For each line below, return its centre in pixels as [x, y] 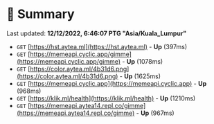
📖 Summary [41, 14]
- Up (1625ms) [140, 76]
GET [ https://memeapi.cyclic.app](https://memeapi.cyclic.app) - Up [112, 83]
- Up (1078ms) [143, 61]
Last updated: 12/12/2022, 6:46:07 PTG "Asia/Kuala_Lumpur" [97, 33]
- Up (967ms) [155, 113]
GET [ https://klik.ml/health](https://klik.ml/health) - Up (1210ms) [106, 98]
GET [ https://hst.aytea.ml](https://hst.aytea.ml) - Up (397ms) [102, 46]
